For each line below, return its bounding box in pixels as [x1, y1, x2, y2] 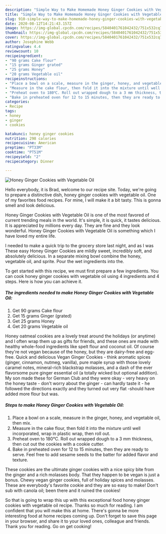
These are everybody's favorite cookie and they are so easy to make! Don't [5, 482, 159, 488]
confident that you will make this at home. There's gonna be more [5, 507, 139, 513]
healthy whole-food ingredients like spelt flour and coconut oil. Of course [5, 343, 155, 349]
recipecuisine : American [5, 141, 56, 146]
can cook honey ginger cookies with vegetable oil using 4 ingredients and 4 [5, 273, 160, 279]
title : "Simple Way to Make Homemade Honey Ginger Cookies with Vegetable [5, 12, 163, 17]
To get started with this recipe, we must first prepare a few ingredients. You [5, 268, 159, 274]
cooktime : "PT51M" [5, 150, 43, 155]
